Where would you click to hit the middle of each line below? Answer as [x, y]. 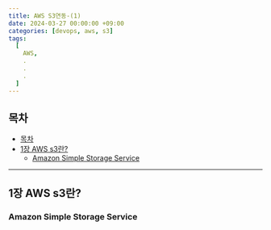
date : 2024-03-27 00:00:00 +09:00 [67, 23]
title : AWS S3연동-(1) [45, 16]
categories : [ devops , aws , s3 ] [61, 31]
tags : [17, 38]
